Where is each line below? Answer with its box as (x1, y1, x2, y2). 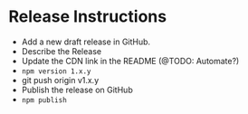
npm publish (21, 95, 67, 105)
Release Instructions (8, 6, 167, 27)
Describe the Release (21, 45, 101, 56)
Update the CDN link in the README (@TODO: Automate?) (21, 55, 240, 66)
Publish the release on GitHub (21, 84, 133, 95)
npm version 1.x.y (21, 66, 91, 76)
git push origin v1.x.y (21, 74, 100, 85)
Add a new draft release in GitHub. (21, 36, 151, 47)
